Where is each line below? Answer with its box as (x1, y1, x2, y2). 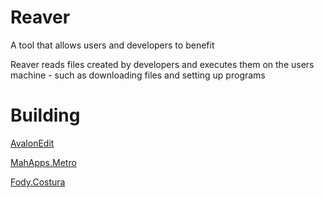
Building (10, 104, 81, 127)
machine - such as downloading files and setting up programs (10, 69, 266, 81)
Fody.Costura (10, 176, 66, 188)
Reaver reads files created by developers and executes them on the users (10, 58, 315, 70)
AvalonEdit (10, 137, 55, 149)
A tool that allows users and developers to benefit (10, 39, 215, 51)
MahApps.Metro (10, 156, 77, 168)
